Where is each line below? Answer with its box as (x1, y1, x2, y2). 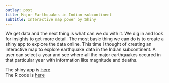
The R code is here (5, 72, 45, 78)
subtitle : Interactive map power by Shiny (5, 17, 96, 22)
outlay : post (5, 7, 33, 13)
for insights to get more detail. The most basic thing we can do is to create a (5, 36, 164, 42)
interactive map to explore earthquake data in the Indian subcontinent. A (5, 46, 156, 53)
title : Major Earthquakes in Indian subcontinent (5, 12, 112, 17)
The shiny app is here (5, 67, 51, 73)
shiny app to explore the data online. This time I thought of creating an (5, 41, 152, 47)
